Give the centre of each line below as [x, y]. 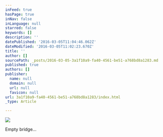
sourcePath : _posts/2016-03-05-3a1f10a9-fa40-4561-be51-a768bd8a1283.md [82, 60]
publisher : [16, 74]
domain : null [23, 83]
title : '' [15, 51]
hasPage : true [20, 14]
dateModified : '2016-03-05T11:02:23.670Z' [50, 46]
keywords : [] [19, 33]
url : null [20, 88]
